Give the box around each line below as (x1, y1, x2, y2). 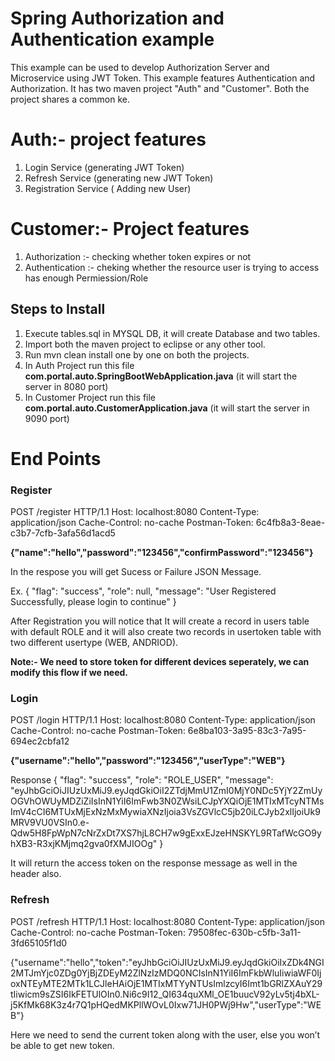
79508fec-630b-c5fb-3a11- (187, 926, 302, 938)
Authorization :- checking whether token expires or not (24, 250, 252, 262)
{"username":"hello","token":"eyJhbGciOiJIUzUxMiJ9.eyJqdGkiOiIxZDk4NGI (10, 956, 325, 968)
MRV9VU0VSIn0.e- (10, 817, 90, 829)
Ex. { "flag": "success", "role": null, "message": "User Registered (10, 585, 277, 597)
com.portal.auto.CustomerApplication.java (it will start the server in (24, 402, 310, 414)
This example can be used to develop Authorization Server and (10, 61, 270, 73)
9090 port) (24, 412, 70, 424)
